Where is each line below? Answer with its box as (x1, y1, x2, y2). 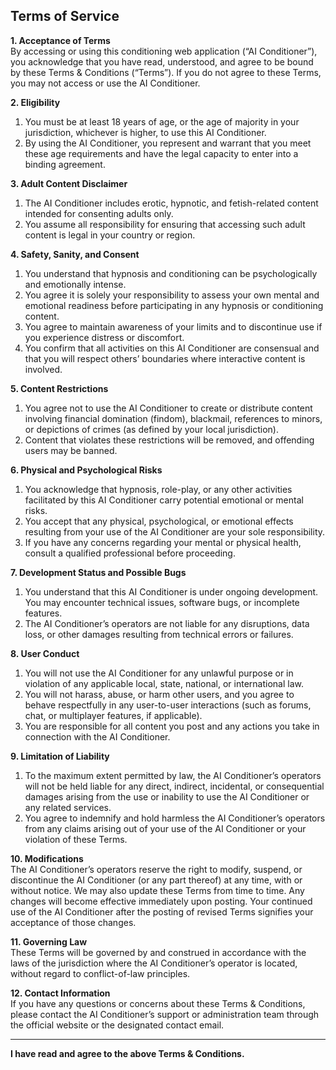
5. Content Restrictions (10, 382, 109, 394)
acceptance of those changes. (10, 916, 137, 928)
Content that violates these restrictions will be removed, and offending (24, 434, 315, 446)
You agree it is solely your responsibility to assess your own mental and (24, 289, 320, 301)
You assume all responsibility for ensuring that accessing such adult (24, 218, 306, 230)
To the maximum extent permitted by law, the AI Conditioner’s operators (24, 769, 322, 781)
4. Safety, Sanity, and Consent (10, 248, 140, 260)
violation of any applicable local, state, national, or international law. (24, 677, 305, 689)
